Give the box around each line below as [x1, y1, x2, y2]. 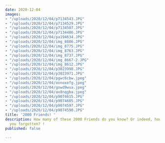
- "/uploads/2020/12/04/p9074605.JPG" [5, 99, 84, 104]
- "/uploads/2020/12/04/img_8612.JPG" [5, 62, 84, 67]
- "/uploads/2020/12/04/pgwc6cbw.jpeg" [5, 76, 87, 81]
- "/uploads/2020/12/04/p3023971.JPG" [5, 71, 84, 76]
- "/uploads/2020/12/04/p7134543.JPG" [5, 16, 84, 21]
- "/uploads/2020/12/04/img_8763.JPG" [5, 48, 84, 53]
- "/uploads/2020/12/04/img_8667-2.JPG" [5, 57, 89, 62]
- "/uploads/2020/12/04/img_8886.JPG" [5, 39, 84, 44]
